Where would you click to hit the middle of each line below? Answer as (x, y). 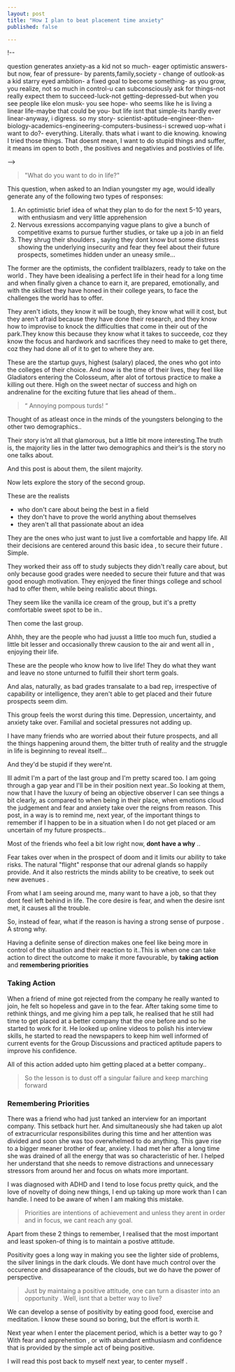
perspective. (25, 1277)
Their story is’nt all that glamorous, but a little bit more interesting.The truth (115, 440)
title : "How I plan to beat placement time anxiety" (86, 20)
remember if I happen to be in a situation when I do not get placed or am (111, 823)
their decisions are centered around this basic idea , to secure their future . (115, 546)
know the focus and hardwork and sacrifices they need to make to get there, (117, 341)
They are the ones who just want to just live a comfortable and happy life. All (117, 538)
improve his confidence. (42, 1050)
